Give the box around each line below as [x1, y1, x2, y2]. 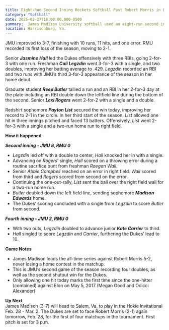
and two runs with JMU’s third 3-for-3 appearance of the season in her [5, 71, 152, 77]
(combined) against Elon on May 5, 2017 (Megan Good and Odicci [12, 283, 149, 289]
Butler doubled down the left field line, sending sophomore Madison [12, 190, 154, 196]
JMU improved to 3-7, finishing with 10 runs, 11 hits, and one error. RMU [5, 40, 153, 46]
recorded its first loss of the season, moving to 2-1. [5, 45, 111, 51]
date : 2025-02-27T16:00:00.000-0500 [5, 17, 82, 22]
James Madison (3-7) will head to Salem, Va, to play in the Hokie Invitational [5, 303, 162, 309]
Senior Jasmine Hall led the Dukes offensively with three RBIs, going [5, 55, 148, 61]
